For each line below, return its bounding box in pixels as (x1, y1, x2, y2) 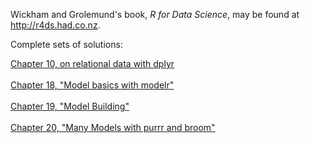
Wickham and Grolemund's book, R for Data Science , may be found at (10, 9, 300, 20)
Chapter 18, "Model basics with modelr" (10, 79, 175, 91)
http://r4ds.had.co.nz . (10, 19, 101, 31)
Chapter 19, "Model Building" (10, 100, 130, 112)
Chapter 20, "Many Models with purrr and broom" (10, 122, 216, 133)
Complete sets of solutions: (10, 39, 123, 50)
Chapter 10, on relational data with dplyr (10, 58, 175, 69)
